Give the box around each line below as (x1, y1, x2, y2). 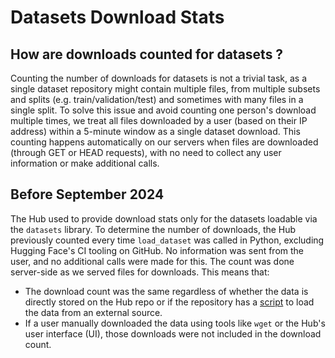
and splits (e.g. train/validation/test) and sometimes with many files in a (10, 94, 304, 105)
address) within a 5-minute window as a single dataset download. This (10, 126, 301, 137)
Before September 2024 (10, 186, 165, 203)
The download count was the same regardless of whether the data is (24, 285, 309, 297)
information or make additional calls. (10, 157, 160, 169)
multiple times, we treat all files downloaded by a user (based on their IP (10, 115, 308, 126)
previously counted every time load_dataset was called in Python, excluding (10, 234, 325, 246)
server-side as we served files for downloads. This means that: (10, 266, 270, 278)
